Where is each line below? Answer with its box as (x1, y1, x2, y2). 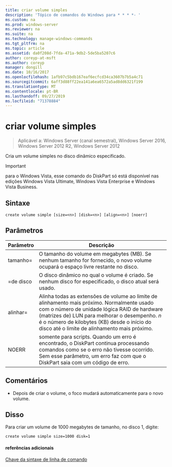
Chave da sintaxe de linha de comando (5, 456, 88, 462)
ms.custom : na (5, 17, 36, 22)
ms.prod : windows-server (5, 22, 58, 27)
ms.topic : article (5, 46, 45, 51)
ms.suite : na (5, 31, 33, 37)
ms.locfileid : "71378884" (5, 98, 60, 103)
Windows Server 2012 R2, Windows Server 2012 (17, 143, 120, 149)
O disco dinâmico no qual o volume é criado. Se (38, 271, 154, 278)
